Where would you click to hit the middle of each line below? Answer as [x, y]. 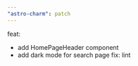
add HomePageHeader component [68, 47]
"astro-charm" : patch [39, 14]
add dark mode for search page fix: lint [74, 55]
